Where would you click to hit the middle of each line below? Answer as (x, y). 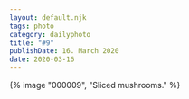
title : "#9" (32, 43)
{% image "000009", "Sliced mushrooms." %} (95, 85)
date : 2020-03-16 (42, 59)
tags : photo (32, 26)
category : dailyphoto (50, 34)
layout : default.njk (48, 18)
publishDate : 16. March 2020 (64, 51)
